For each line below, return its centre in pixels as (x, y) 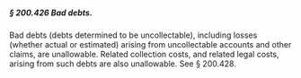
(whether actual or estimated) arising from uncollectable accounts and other (150, 44)
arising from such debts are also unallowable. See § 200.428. (123, 64)
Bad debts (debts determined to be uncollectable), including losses (133, 35)
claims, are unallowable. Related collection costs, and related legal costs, (145, 54)
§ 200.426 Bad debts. (51, 13)
